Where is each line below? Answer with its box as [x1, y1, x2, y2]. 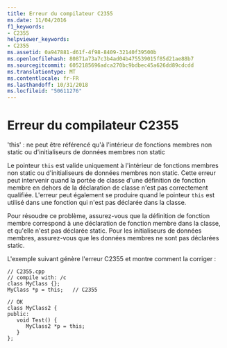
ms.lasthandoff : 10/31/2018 [7, 81, 89, 88]
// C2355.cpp [7, 268, 45, 275]
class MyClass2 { [7, 305, 58, 312]
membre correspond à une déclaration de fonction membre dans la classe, [7, 219, 221, 228]
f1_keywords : [7, 23, 45, 30]
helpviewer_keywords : [7, 36, 70, 43]
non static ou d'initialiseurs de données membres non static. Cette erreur [7, 169, 217, 177]
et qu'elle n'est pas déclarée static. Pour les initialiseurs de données [7, 226, 202, 235]
